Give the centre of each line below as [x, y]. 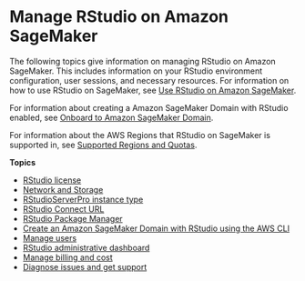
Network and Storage [63, 189]
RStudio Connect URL [63, 209]
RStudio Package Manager [72, 218]
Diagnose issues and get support [85, 266]
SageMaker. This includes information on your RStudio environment [136, 71]
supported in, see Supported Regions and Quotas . [103, 145]
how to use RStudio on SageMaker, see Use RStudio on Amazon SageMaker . [153, 90]
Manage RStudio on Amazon [119, 17]
